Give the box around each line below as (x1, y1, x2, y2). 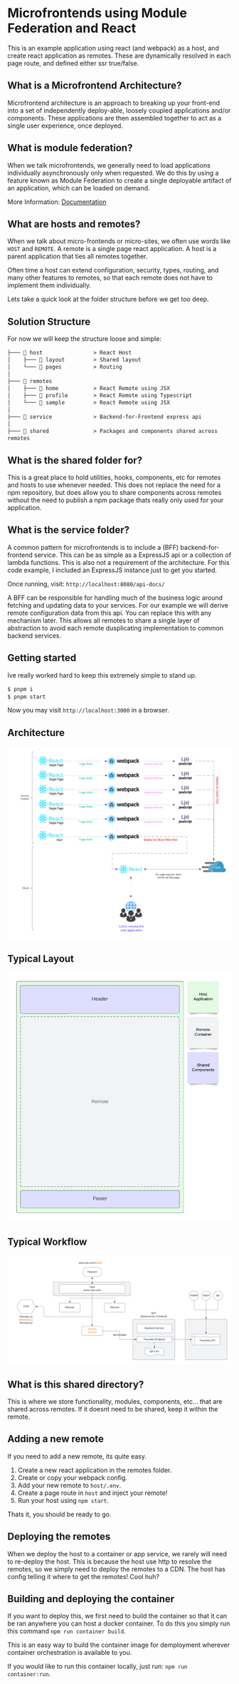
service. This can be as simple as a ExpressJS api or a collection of (34, 551, 232, 559)
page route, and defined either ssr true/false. (7, 58, 139, 67)
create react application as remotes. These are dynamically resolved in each (7, 51, 231, 60)
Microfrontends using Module (7, 5, 187, 21)
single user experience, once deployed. (7, 121, 123, 130)
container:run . (7, 1670, 51, 1678)
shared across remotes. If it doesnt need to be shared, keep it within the (7, 1405, 218, 1414)
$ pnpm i (7, 685, 33, 693)
